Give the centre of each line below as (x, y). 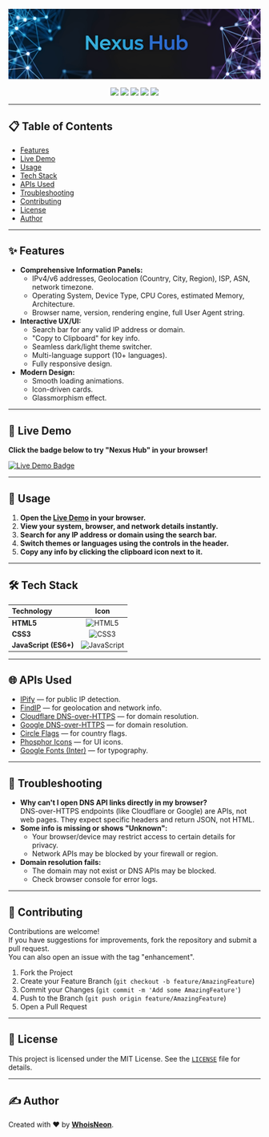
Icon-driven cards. (62, 389)
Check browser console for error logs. (95, 879)
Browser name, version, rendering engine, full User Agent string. (138, 313)
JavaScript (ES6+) (43, 645)
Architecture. (53, 304)
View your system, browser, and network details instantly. (119, 526)
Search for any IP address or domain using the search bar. (118, 535)
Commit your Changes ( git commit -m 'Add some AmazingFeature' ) (130, 990)
